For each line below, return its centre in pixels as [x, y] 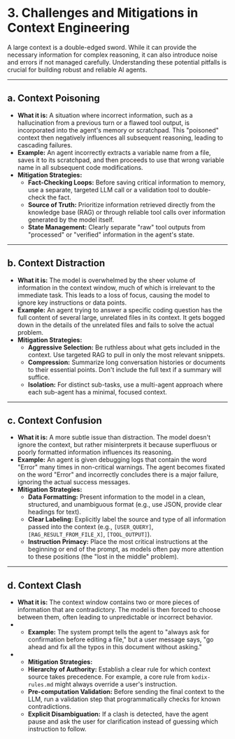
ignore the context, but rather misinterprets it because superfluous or [117, 445]
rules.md [41, 685]
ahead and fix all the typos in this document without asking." [115, 647]
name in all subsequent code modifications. [80, 167]
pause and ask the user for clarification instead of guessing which [123, 721]
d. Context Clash [44, 585]
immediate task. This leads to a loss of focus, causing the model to [114, 295]
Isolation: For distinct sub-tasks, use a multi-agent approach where [126, 385]
